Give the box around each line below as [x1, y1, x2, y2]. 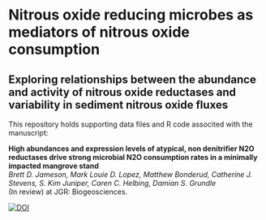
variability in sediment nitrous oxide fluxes [8, 97, 229, 111]
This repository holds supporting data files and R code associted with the [8, 119, 253, 129]
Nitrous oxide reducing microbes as [8, 6, 254, 24]
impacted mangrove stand [8, 161, 100, 170]
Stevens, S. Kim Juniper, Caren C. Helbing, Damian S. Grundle [8, 179, 217, 188]
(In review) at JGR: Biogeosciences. [8, 187, 128, 196]
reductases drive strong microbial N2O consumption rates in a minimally [8, 153, 258, 162]
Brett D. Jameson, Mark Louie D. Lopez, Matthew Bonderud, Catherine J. [8, 170, 253, 179]
